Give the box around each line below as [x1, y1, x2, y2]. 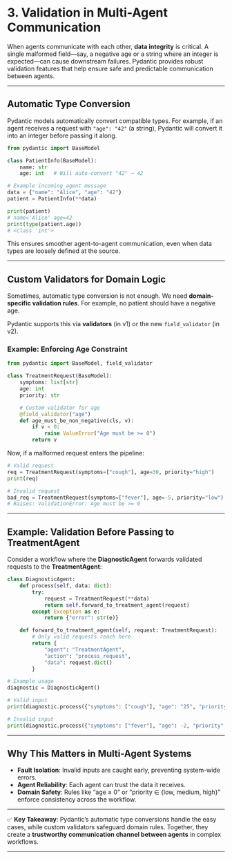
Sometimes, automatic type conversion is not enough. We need [7, 292, 188, 300]
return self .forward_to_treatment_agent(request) [43, 601, 190, 609]
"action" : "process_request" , [43, 652, 131, 659]
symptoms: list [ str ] [19, 379, 79, 386]
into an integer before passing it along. [7, 131, 117, 140]
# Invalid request [7, 487, 60, 495]
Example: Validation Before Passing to [7, 526, 175, 538]
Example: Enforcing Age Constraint [7, 344, 128, 354]
